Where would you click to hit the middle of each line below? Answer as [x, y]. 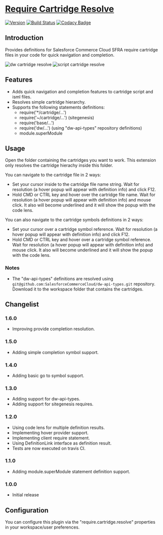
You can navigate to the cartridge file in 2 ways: [53, 175]
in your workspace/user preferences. [42, 527]
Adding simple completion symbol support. [55, 352]
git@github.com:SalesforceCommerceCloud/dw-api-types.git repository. [84, 284]
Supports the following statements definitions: [58, 107]
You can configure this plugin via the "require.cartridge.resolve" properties [80, 522]
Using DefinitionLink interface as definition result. [62, 443]
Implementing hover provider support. [50, 433]
